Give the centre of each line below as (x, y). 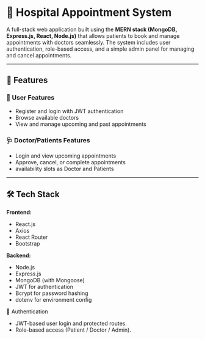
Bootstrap (27, 243)
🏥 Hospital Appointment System (89, 13)
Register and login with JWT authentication (69, 111)
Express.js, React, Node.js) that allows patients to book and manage (93, 35)
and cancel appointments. (39, 55)
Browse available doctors (47, 117)
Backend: (19, 255)
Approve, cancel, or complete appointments (70, 162)
